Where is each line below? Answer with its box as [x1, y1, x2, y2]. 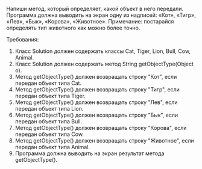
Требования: [6, 36, 39, 43]
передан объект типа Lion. [14, 105, 84, 112]
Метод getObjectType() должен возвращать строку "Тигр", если [14, 86, 180, 93]
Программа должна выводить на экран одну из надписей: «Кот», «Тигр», [6, 11, 196, 19]
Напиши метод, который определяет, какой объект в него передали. [6, 5, 184, 12]
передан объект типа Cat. [14, 79, 82, 87]
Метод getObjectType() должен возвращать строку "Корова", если [14, 124, 187, 131]
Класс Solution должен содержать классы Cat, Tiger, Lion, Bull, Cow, [14, 48, 191, 55]
